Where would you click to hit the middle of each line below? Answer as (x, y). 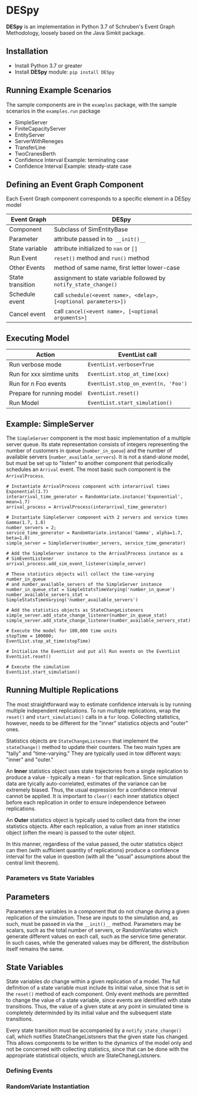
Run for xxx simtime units (44, 374)
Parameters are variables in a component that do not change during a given (98, 911)
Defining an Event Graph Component (75, 184)
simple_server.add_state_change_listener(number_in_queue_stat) (87, 615)
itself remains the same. (35, 949)
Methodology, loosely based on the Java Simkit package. (76, 32)
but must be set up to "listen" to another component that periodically (90, 463)
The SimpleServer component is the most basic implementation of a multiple (98, 438)
